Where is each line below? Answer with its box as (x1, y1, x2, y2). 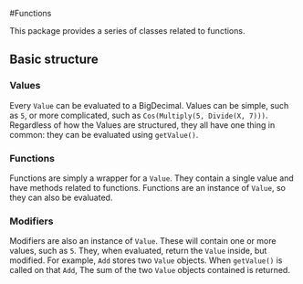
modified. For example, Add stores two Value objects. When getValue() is (9, 255, 283, 266)
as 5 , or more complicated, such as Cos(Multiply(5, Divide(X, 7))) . (9, 110, 268, 121)
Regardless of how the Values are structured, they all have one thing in (9, 119, 276, 131)
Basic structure (9, 52, 99, 68)
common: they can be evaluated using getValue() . (9, 129, 199, 140)
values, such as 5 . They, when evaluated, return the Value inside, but (9, 246, 267, 257)
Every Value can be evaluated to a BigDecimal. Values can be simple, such (9, 100, 289, 110)
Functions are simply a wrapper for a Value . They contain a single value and (9, 173, 294, 184)
